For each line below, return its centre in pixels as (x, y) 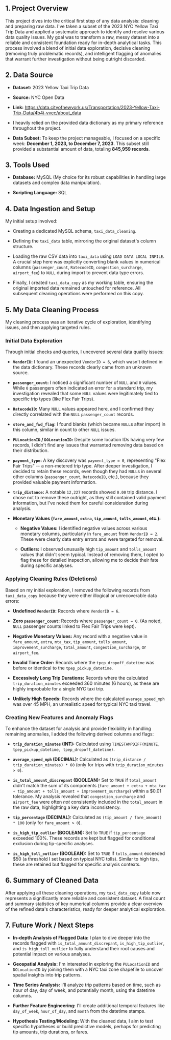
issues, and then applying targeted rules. (48, 328)
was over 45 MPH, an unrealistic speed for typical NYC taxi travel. (82, 704)
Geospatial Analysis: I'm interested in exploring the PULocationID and (86, 964)
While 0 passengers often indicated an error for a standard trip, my (83, 388)
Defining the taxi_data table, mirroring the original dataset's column (84, 241)
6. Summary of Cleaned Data (52, 880)
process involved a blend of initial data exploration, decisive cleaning (78, 48)
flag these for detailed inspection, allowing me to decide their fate (89, 560)
